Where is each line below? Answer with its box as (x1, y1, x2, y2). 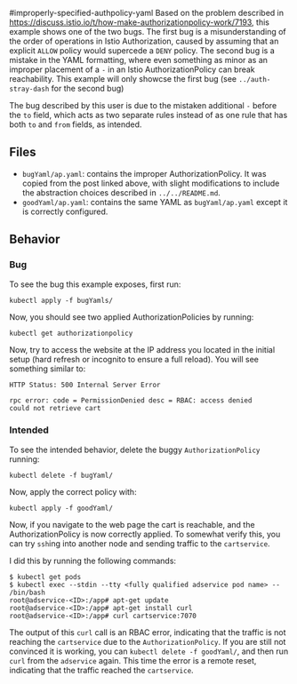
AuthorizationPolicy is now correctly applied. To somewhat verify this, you (9, 529, 281, 539)
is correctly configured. (21, 206, 108, 217)
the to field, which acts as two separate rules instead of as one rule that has (9, 110, 288, 120)
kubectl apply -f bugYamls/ (9, 296, 114, 305)
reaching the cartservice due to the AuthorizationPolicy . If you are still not (9, 636, 286, 647)
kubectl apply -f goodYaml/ (9, 504, 114, 513)
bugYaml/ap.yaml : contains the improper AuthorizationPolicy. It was (21, 168, 267, 179)
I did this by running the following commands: (9, 555, 176, 566)
